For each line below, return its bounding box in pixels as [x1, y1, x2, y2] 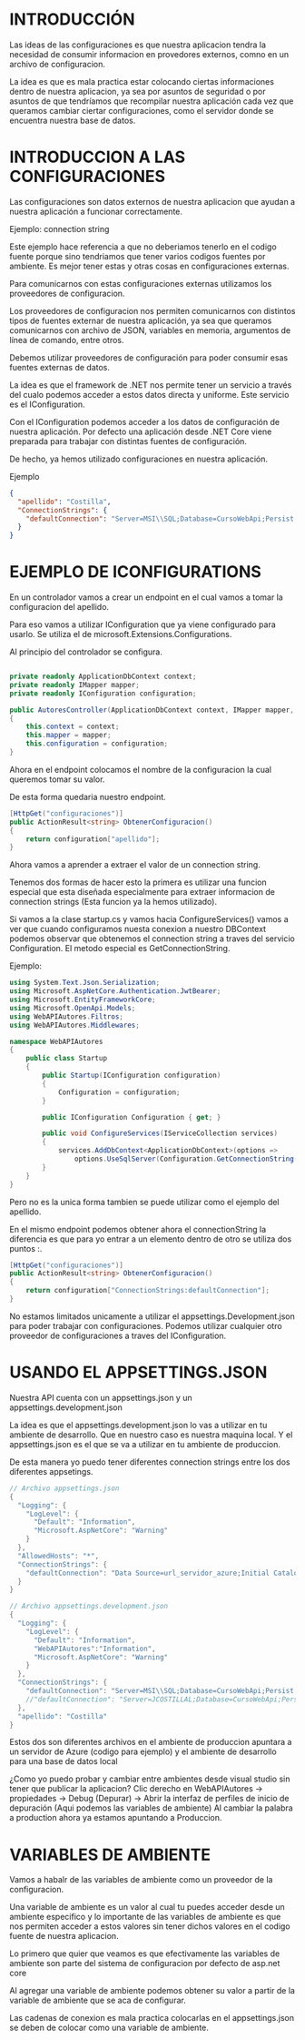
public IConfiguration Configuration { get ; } [42, 1112, 221, 1121]
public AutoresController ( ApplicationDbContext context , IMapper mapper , [9, 705, 295, 715]
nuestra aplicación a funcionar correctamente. [9, 206, 183, 217]
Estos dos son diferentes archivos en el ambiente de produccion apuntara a [9, 1737, 292, 1748]
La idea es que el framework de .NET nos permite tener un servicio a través [9, 379, 292, 391]
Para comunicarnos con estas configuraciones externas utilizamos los [9, 278, 272, 289]
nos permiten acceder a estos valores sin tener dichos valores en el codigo [9, 1921, 290, 1932]
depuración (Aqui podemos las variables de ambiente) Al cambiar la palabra [9, 1802, 293, 1813]
